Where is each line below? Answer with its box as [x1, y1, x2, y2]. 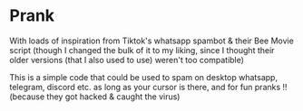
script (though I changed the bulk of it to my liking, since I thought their [9, 44, 275, 55]
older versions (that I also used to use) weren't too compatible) [9, 54, 245, 65]
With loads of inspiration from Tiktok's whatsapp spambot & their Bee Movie [9, 35, 295, 46]
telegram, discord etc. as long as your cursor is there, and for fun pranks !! [9, 81, 288, 92]
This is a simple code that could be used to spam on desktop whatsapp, [9, 71, 279, 82]
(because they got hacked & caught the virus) [9, 91, 181, 102]
